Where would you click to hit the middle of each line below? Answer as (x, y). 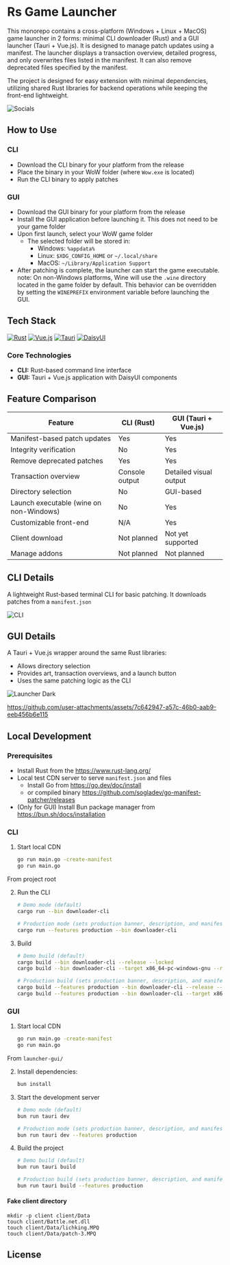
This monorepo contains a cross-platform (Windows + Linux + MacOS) (107, 31)
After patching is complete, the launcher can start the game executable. (118, 270)
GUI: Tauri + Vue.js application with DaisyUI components (97, 377)
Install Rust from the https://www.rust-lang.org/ (84, 771)
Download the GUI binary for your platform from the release (101, 212)
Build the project (40, 1148)
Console (131, 472)
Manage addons (37, 553)
